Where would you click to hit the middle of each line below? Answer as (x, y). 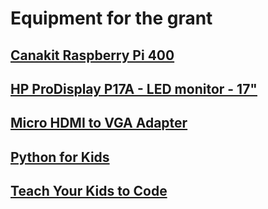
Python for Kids (60, 157)
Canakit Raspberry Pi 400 (92, 55)
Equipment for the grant (111, 18)
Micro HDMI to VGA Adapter (99, 123)
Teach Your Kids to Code (89, 191)
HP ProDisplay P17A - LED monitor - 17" (134, 88)
